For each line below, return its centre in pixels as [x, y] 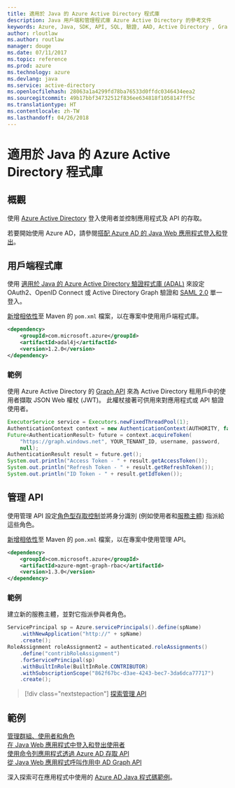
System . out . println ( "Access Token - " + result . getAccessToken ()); [108, 461]
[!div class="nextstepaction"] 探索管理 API [85, 694]
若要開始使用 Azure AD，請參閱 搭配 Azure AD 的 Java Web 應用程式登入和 [114, 233]
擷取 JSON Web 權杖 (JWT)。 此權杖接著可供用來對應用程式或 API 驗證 [122, 400]
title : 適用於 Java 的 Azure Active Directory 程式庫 [84, 14]
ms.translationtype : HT [42, 105]
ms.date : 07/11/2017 [37, 53]
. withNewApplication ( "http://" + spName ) [81, 634]
